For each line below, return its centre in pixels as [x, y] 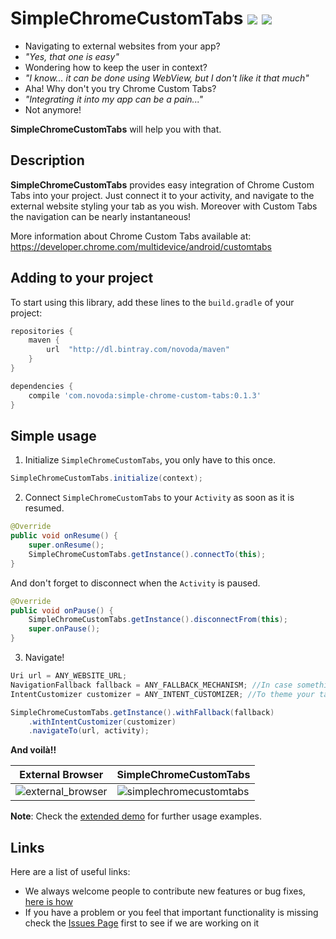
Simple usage [53, 435]
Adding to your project [82, 278]
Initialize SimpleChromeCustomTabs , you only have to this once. [150, 460]
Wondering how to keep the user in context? [116, 67]
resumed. [44, 508]
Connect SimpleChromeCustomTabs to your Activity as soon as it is [159, 498]
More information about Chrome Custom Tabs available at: [131, 236]
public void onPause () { [62, 610]
